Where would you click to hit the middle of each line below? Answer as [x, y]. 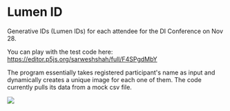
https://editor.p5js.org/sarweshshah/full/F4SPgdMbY [82, 59]
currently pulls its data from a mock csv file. [70, 87]
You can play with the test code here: [60, 52]
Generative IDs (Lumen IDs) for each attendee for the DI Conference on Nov [115, 31]
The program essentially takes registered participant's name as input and [111, 72]
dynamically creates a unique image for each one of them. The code [104, 79]
